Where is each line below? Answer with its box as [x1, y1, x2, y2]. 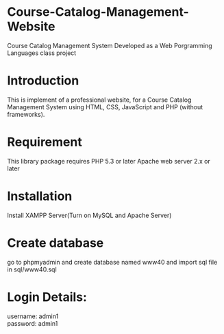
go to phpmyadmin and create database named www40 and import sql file [7, 258, 218, 266]
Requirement [7, 135, 82, 150]
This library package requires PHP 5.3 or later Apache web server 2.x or [7, 157, 210, 165]
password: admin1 [7, 319, 58, 327]
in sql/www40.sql [7, 265, 57, 274]
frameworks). [7, 110, 45, 118]
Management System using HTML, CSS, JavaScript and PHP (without [7, 102, 203, 111]
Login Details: [7, 289, 88, 304]
